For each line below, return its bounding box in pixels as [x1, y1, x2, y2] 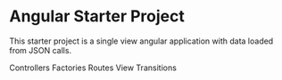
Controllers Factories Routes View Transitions [9, 62, 177, 73]
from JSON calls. [9, 44, 72, 55]
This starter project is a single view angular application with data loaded [9, 36, 274, 46]
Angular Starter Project [9, 6, 185, 27]
